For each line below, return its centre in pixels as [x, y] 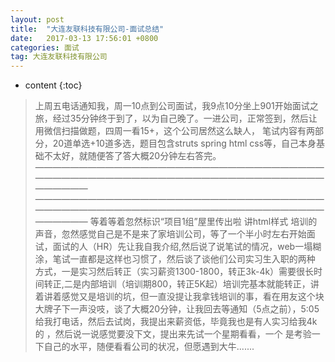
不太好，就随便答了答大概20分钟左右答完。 [132, 156]
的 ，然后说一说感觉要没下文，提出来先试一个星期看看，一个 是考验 [173, 334]
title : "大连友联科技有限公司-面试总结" [87, 29]
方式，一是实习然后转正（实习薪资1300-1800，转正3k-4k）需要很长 [174, 272]
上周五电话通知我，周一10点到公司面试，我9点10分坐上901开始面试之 [176, 106]
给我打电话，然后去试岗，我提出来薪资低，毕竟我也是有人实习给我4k [176, 322]
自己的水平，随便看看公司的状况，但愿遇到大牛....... [149, 347]
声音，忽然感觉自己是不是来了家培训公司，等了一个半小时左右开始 [170, 234]
